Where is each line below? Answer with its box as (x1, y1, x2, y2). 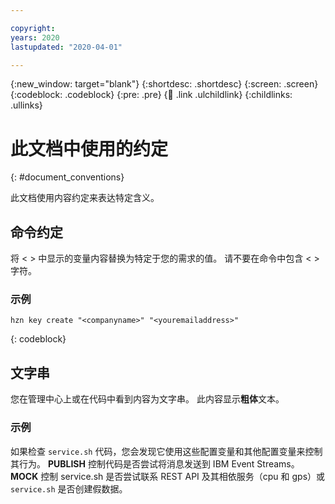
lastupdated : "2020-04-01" (10, 42, 123, 52)
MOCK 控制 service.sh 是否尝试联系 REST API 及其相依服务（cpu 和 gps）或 (10, 470, 326, 482)
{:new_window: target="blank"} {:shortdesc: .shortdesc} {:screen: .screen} (10, 78, 319, 90)
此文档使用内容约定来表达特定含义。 (10, 192, 160, 204)
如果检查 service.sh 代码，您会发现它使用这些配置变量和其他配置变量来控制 (10, 445, 323, 457)
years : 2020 (10, 32, 60, 43)
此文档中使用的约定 (10, 137, 169, 160)
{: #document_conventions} (10, 171, 125, 183)
